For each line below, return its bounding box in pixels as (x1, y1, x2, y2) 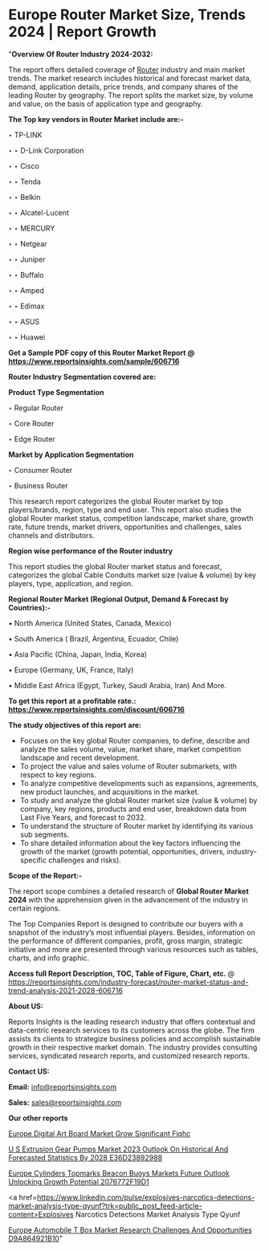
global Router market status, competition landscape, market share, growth (8, 513, 254, 523)
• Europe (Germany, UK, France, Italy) (8, 665, 134, 674)
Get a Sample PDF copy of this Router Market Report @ (8, 348, 195, 357)
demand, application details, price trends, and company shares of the (8, 82, 238, 92)
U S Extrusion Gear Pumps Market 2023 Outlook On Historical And (8, 1144, 229, 1154)
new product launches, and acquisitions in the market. (19, 787, 200, 797)
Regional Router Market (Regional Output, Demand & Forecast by (8, 594, 229, 604)
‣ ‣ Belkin (8, 192, 41, 202)
